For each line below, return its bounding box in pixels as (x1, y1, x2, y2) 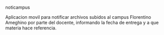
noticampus (5, 5, 31, 10)
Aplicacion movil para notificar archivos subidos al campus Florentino (5, 14, 151, 20)
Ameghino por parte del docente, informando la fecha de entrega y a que (5, 20, 159, 25)
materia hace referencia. (5, 25, 57, 31)
